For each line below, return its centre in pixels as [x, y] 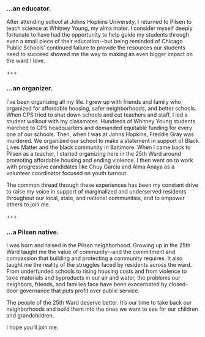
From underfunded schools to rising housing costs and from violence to [97, 271]
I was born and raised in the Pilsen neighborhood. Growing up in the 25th [99, 245]
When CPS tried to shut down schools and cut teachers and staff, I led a [97, 115]
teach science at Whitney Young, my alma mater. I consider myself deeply [99, 28]
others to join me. [28, 204]
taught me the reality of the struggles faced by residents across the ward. [99, 264]
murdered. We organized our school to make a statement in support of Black [102, 140]
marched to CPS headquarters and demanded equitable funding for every [99, 128]
